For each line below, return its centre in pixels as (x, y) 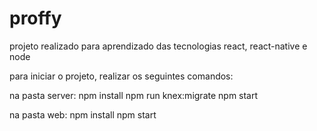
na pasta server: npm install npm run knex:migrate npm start (134, 95)
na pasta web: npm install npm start (83, 114)
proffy (35, 18)
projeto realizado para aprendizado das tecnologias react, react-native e (158, 46)
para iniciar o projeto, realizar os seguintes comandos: (121, 76)
